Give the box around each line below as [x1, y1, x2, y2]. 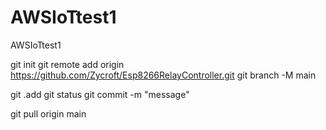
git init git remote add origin [10, 58, 125, 70]
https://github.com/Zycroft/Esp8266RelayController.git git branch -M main [10, 69, 317, 81]
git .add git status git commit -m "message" [10, 88, 190, 100]
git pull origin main [10, 107, 87, 120]
